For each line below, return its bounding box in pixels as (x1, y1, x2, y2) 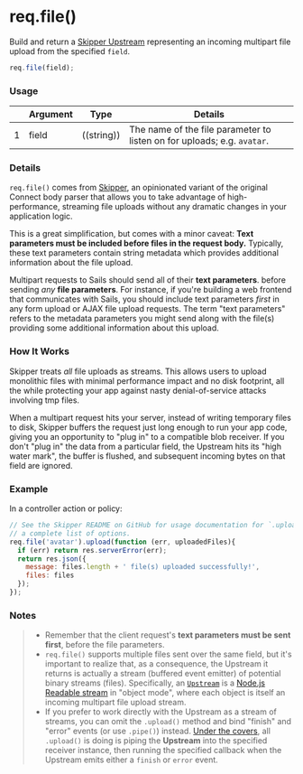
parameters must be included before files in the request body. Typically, (9, 238, 284, 249)
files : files (25, 571, 75, 580)
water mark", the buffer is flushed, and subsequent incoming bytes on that (9, 450, 286, 462)
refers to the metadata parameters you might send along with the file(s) (9, 313, 275, 324)
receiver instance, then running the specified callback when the (44, 745, 282, 756)
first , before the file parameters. (44, 639, 165, 650)
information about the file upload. (9, 257, 133, 268)
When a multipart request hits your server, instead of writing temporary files (9, 412, 291, 423)
